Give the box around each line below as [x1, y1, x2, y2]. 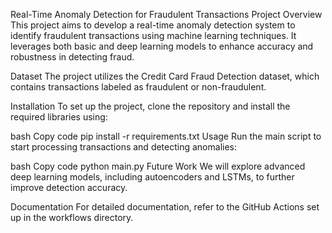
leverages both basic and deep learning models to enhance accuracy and [10, 40, 314, 52]
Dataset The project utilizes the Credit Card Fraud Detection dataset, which [10, 70, 320, 82]
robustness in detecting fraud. [10, 51, 135, 63]
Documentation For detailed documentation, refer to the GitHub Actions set [10, 201, 320, 213]
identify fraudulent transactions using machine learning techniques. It [10, 30, 297, 41]
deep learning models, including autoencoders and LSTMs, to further [10, 171, 295, 183]
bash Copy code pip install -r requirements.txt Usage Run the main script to [10, 130, 322, 142]
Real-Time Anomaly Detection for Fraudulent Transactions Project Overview [10, 9, 323, 20]
